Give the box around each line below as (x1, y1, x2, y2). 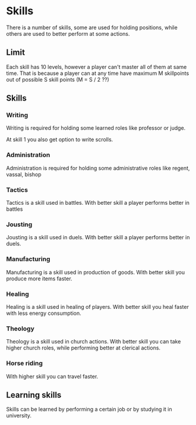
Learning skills (6, 390, 62, 400)
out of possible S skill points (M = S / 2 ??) (6, 76, 110, 83)
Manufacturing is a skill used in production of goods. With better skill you (6, 268, 185, 276)
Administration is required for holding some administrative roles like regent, (6, 164, 190, 171)
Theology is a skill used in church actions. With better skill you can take (6, 338, 181, 345)
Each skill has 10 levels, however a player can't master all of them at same (6, 63, 187, 70)
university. (6, 412, 31, 419)
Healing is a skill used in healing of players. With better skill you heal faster (6, 303, 189, 310)
